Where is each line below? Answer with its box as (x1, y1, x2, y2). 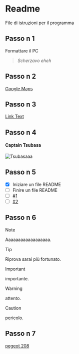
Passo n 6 (5, 213, 36, 222)
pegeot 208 (5, 342, 29, 348)
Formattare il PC (5, 47, 38, 53)
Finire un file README (12, 187, 58, 193)
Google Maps (5, 85, 33, 91)
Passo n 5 (5, 168, 36, 176)
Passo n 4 (5, 128, 36, 137)
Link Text (5, 113, 24, 120)
